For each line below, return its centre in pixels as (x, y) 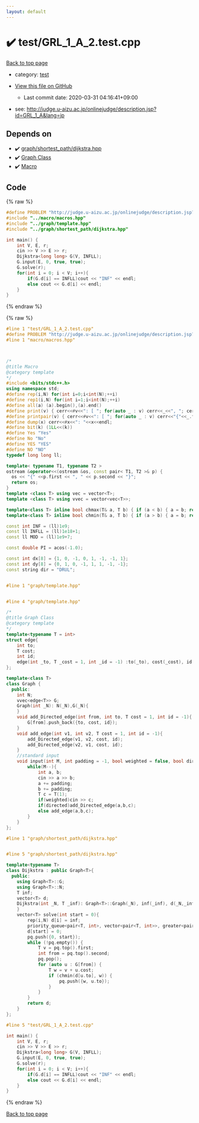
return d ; (39, 1003)
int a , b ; (50, 772)
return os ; (25, 482)
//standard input (38, 756)
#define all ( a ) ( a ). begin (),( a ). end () (54, 405)
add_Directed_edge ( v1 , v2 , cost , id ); (75, 739)
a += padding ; (55, 783)
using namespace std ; (33, 389)
